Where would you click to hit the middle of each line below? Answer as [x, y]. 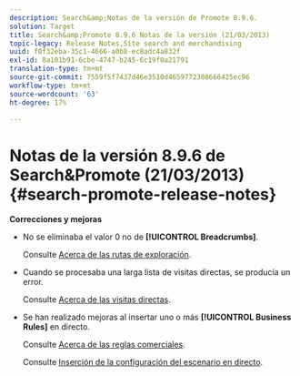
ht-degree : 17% [38, 102]
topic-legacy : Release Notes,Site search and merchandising [126, 43]
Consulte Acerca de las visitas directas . [96, 300]
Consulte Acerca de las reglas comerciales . [104, 345]
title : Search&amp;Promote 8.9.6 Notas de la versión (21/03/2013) [140, 35]
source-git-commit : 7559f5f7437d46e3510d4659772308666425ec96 [130, 77]
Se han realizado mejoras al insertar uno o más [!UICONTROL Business [157, 317]
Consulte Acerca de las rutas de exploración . [107, 255]
